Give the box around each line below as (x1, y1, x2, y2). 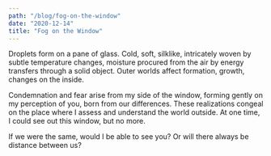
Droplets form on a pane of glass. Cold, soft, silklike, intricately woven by (8, 49, 252, 59)
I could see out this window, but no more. (8, 116, 146, 126)
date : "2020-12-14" (8, 19, 74, 27)
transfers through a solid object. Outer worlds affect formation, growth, (8, 66, 245, 76)
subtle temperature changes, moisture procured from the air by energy (8, 57, 244, 67)
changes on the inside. (8, 74, 85, 85)
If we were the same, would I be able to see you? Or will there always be (8, 132, 249, 141)
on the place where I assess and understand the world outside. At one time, (8, 108, 260, 117)
